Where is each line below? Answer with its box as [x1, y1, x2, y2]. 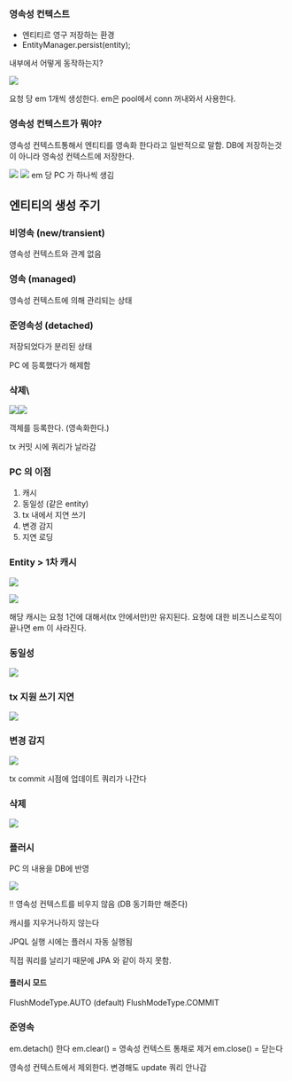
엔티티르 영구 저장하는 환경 [21, 29, 115, 41]
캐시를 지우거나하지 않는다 [9, 918, 100, 928]
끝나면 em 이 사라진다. [9, 623, 87, 633]
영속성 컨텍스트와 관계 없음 [9, 248, 102, 259]
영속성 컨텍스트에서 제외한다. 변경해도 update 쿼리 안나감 [9, 1061, 207, 1072]
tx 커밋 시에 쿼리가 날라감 [9, 442, 96, 452]
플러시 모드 [9, 977, 47, 988]
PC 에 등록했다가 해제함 [9, 359, 91, 370]
